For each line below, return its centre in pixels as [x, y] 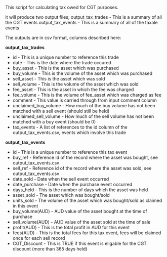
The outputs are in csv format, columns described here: [63, 38]
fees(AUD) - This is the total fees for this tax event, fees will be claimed [87, 233]
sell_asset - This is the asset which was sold [59, 79]
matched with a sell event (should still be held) [61, 111]
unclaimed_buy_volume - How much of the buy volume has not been [84, 105]
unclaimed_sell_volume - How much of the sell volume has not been [83, 116]
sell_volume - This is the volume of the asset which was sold [76, 84]
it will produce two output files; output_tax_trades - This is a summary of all [83, 17]
